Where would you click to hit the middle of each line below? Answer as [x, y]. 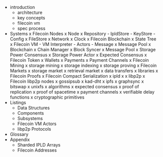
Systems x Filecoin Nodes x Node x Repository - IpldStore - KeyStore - [82, 34]
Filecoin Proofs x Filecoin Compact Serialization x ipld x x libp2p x [78, 76]
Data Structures [33, 108]
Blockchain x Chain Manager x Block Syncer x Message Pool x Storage [83, 50]
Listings [18, 102]
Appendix [20, 140]
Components [30, 113]
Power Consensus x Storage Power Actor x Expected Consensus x [78, 55]
